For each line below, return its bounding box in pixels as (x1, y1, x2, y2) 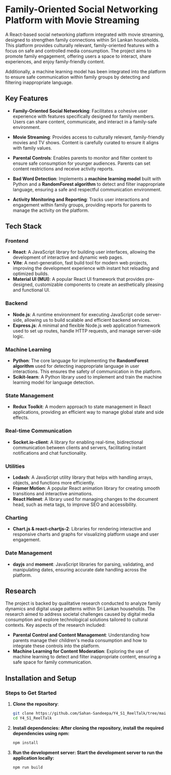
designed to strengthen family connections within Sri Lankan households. (5, 37, 160, 43)
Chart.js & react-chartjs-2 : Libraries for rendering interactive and (12, 526, 152, 532)
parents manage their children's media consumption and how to (12, 637, 148, 644)
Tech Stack (5, 222, 42, 231)
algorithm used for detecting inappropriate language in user (12, 363, 139, 369)
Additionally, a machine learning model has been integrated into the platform (5, 68, 166, 75)
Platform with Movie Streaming (5, 14, 139, 26)
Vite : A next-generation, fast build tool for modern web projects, (12, 260, 148, 266)
